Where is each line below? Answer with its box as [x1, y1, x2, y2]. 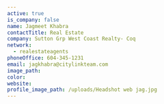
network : [7, 42, 32, 49]
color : [7, 73, 26, 81]
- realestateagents [13, 49, 69, 55]
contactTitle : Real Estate [7, 29, 84, 36]
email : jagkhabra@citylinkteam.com [7, 61, 109, 68]
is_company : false [7, 16, 59, 23]
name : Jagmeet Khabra [7, 23, 69, 29]
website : [7, 80, 32, 87]
